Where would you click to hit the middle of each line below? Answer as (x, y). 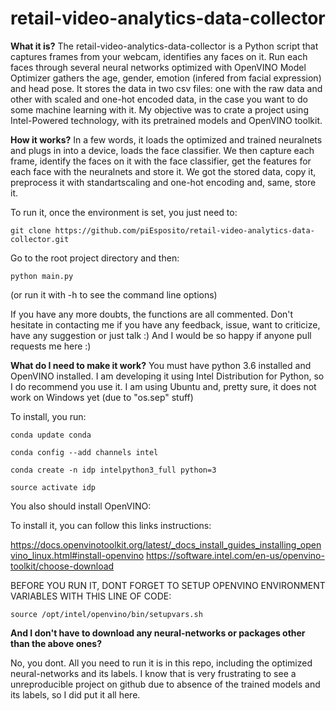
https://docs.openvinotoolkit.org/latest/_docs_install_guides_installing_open (166, 544)
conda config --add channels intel (84, 452)
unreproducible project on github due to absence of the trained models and (165, 684)
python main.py (42, 276)
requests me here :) (51, 346)
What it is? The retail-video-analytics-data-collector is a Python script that (164, 46)
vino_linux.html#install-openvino (77, 555)
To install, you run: (48, 416)
